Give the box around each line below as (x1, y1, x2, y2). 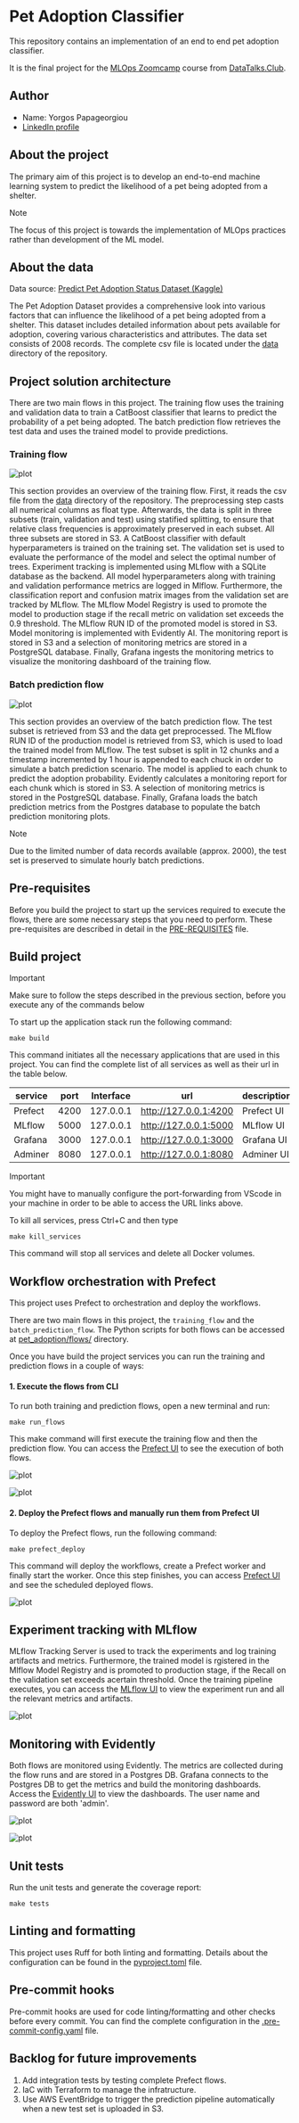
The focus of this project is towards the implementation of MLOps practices (9, 225, 287, 235)
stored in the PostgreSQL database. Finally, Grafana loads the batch (9, 792, 258, 802)
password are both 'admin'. (9, 1798, 109, 1809)
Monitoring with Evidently (9, 1736, 156, 1751)
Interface (91, 1090, 131, 1102)
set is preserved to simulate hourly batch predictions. (9, 854, 205, 866)
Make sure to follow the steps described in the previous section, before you (9, 990, 287, 1000)
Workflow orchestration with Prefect (9, 1273, 216, 1289)
